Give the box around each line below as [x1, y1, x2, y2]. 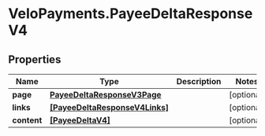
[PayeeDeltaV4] [50, 115, 110, 126]
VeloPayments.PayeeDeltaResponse [8, 5, 253, 23]
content [12, 115, 43, 126]
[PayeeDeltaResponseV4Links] [50, 102, 170, 112]
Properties [8, 53, 62, 66]
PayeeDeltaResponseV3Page [50, 90, 162, 100]
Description [176, 76, 222, 86]
